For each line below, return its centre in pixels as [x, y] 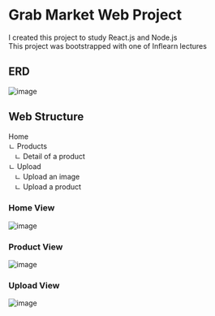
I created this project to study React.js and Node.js [93, 37]
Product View [36, 247]
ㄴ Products [28, 146]
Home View [32, 208]
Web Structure [46, 117]
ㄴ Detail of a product [49, 156]
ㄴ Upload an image [47, 176]
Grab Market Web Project [95, 15]
